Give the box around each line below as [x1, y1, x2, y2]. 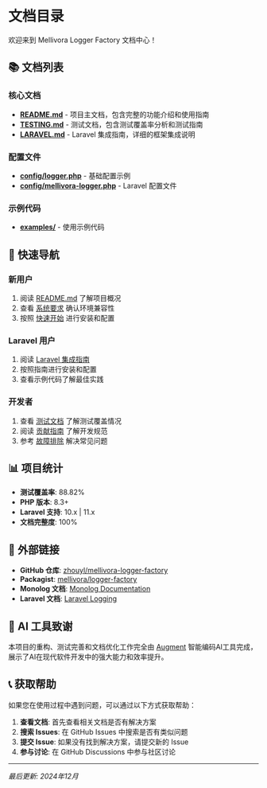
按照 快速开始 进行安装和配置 [19, 313, 115, 322]
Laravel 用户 [8, 335, 56, 346]
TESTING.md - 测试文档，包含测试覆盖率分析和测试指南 [19, 119, 203, 129]
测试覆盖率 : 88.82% [19, 487, 85, 497]
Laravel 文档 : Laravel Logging [19, 594, 118, 603]
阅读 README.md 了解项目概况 [19, 293, 122, 302]
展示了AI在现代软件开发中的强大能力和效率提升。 [8, 652, 168, 661]
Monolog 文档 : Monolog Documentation [19, 584, 151, 594]
